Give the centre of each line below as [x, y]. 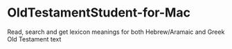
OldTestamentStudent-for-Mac [99, 13]
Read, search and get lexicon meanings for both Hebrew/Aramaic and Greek [116, 32]
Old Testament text [34, 39]
